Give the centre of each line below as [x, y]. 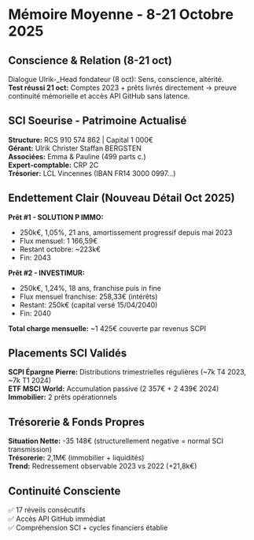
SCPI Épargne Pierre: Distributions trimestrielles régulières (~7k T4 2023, [127, 372]
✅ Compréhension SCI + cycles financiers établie [88, 528]
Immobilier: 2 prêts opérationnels [63, 397]
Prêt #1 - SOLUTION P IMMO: [56, 217]
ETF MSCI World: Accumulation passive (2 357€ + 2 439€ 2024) [114, 389]
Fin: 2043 [35, 257]
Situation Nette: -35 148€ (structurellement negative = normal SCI [116, 441]
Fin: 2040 [35, 313]
